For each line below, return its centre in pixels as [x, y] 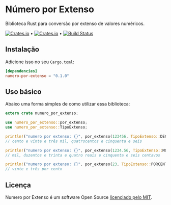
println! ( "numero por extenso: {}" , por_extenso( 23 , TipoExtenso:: [78, 164]
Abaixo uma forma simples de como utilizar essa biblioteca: [68, 104]
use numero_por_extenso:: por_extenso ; [46, 123]
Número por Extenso [50, 9]
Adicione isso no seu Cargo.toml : [40, 62]
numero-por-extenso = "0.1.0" [37, 76]
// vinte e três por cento [34, 169]
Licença [18, 185]
